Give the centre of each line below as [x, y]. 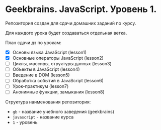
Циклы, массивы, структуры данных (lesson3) [62, 64]
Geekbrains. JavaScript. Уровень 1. [81, 9]
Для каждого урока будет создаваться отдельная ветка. [66, 33]
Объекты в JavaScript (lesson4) [46, 69]
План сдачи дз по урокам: [33, 42]
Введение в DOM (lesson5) [41, 75]
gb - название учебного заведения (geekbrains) [63, 112]
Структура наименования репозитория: [48, 102]
